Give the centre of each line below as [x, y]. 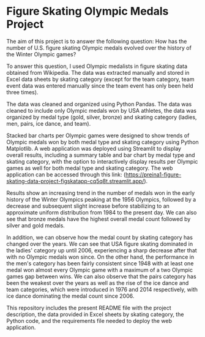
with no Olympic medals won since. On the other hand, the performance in [100, 257]
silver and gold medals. [36, 225]
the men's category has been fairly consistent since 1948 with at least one [100, 263]
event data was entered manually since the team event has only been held [100, 85]
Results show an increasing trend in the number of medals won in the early [101, 193]
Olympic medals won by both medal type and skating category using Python [102, 142]
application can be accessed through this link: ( [66, 174]
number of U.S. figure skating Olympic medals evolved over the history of [99, 48]
